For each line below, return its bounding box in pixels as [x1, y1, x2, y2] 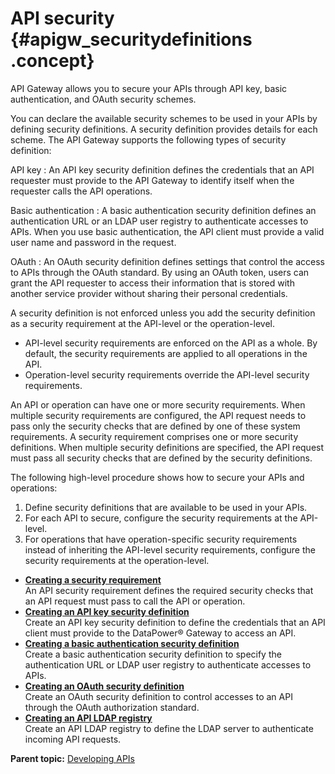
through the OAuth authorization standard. [24, 701, 200, 713]
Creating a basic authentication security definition [24, 637, 240, 649]
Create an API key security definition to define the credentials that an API [24, 616, 326, 628]
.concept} [10, 50, 95, 72]
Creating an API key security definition [24, 605, 190, 617]
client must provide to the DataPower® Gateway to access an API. [24, 627, 297, 639]
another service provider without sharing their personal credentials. [10, 287, 288, 299]
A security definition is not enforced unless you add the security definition [10, 307, 316, 319]
